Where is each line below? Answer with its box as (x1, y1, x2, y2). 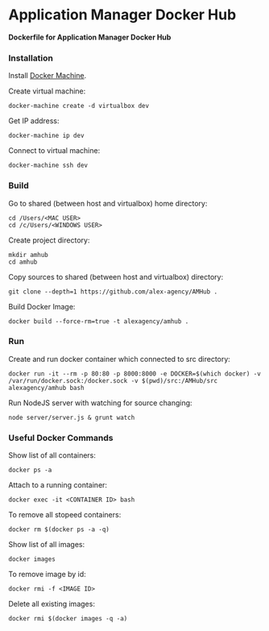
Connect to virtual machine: (8, 146, 101, 156)
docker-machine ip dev (8, 131, 85, 140)
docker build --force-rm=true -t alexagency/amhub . (8, 317, 189, 326)
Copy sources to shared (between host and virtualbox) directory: (8, 272, 224, 281)
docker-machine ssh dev (8, 161, 89, 170)
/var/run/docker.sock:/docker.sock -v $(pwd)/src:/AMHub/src (8, 376, 218, 384)
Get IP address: (8, 116, 60, 126)
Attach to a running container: (8, 480, 107, 490)
